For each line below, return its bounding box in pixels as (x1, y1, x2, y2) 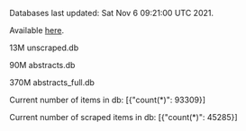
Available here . (9, 25, 65, 35)
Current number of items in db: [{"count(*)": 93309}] (9, 94, 205, 105)
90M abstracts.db (9, 60, 76, 70)
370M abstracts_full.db (9, 77, 95, 88)
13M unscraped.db (9, 42, 79, 53)
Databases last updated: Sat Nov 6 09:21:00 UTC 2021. (9, 8, 214, 18)
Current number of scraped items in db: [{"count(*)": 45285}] (9, 112, 238, 122)
